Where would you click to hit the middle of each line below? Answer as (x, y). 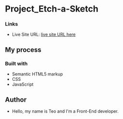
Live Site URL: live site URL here (44, 34)
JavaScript (23, 84)
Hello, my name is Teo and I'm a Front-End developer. (65, 111)
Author (16, 99)
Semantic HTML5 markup (37, 74)
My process (23, 50)
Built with (16, 63)
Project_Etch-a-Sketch (52, 9)
